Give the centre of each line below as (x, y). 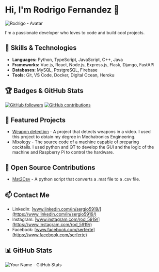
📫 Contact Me (27, 195)
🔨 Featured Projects (35, 120)
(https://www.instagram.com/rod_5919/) (52, 224)
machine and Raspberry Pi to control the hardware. (63, 152)
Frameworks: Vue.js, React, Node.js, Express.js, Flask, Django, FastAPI (83, 64)
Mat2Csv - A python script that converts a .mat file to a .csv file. (76, 179)
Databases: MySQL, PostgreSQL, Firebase (55, 70)
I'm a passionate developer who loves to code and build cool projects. (75, 32)
